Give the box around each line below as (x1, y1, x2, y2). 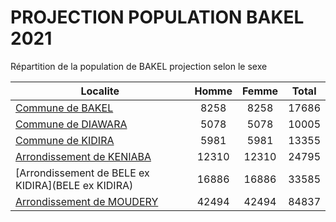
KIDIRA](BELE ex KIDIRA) (15, 178, 134, 192)
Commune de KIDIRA (15, 133, 115, 147)
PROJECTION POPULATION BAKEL (10, 6, 305, 29)
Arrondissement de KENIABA (15, 149, 152, 163)
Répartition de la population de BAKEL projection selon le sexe (10, 60, 268, 72)
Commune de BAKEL (15, 101, 114, 115)
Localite (80, 84, 120, 98)
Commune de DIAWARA (15, 117, 128, 131)
